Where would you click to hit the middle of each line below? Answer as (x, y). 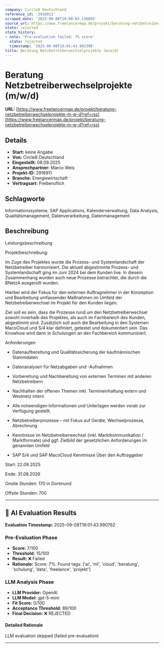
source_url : (17, 23)
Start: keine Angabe (32, 152)
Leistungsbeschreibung (29, 243)
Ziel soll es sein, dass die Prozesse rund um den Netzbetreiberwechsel (76, 312)
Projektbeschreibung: (27, 252)
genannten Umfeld (31, 445)
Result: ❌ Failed (28, 558)
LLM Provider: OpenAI (35, 593)
